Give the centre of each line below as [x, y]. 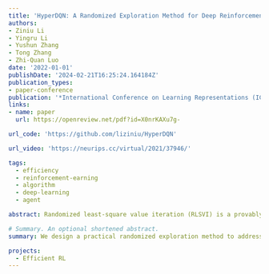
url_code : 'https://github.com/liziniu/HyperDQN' [93, 134]
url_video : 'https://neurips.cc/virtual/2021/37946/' [100, 149]
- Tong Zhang [30, 53]
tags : [17, 163]
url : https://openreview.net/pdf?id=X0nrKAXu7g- [98, 120]
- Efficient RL [41, 258]
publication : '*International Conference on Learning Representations [128, 97]
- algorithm [36, 185]
